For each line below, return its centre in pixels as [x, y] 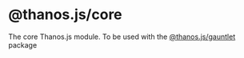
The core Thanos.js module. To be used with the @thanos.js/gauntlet [122, 37]
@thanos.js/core [65, 15]
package [23, 44]
